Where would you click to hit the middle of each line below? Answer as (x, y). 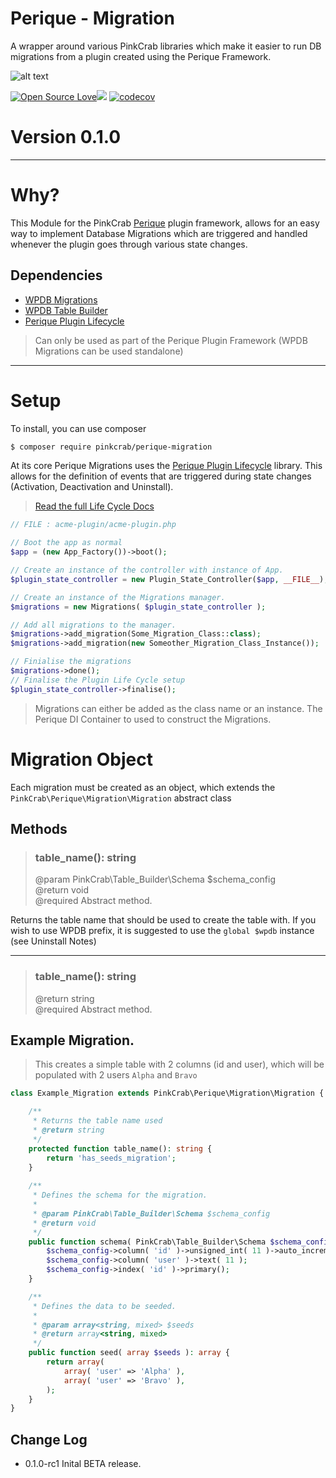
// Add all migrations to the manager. (93, 625)
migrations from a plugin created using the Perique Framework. (141, 56)
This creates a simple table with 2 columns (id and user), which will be (179, 1064)
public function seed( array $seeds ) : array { (129, 1353)
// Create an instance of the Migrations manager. (118, 597)
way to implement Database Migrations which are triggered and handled (159, 233)
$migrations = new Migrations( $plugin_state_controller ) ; (138, 607)
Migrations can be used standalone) (109, 351)
